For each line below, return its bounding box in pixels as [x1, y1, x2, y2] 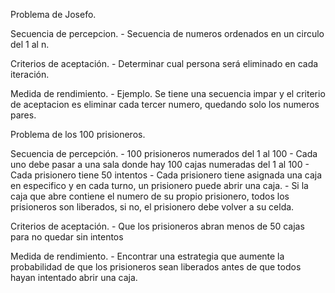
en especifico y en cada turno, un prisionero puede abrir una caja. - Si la [10, 180, 309, 191]
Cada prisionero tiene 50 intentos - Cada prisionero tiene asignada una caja [10, 169, 323, 181]
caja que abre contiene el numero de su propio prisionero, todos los [10, 190, 290, 202]
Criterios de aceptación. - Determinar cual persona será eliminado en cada [10, 58, 319, 69]
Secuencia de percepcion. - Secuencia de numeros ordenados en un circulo [10, 28, 325, 39]
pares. [10, 109, 37, 121]
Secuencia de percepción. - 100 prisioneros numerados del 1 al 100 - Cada [10, 148, 318, 159]
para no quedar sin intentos [10, 231, 124, 243]
